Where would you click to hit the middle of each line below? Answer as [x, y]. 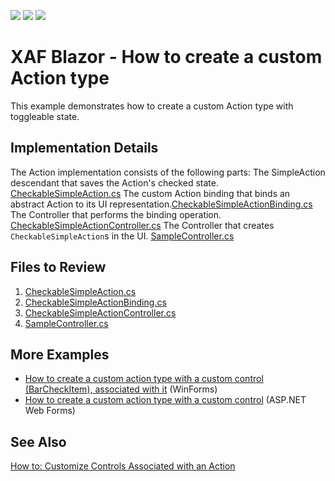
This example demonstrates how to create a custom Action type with [152, 106]
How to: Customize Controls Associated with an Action [123, 466]
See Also [38, 441]
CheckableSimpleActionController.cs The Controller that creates [142, 225]
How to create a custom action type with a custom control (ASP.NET [165, 400]
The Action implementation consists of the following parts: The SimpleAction [168, 172]
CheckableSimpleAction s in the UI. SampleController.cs [122, 236]
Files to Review [58, 267]
